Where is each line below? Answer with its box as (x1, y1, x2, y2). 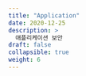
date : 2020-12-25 (8, 19, 66, 27)
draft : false (8, 41, 52, 49)
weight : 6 (8, 56, 41, 64)
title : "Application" (8, 11, 80, 20)
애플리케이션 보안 (15, 33, 63, 42)
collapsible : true (8, 48, 69, 56)
